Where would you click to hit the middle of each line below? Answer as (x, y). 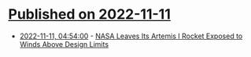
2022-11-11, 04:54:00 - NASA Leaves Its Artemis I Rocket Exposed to (131, 36)
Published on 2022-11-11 (89, 14)
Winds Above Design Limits (64, 44)
